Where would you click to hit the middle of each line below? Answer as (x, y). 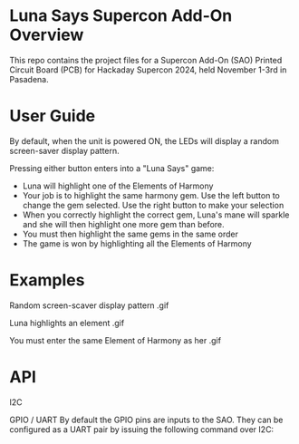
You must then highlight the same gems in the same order (130, 234)
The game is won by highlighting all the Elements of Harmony (137, 243)
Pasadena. (29, 79)
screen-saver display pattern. (64, 150)
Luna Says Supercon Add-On (121, 16)
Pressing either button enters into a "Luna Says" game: (112, 168)
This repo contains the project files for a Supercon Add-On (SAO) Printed (146, 60)
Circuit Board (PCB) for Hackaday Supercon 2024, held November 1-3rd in (148, 70)
